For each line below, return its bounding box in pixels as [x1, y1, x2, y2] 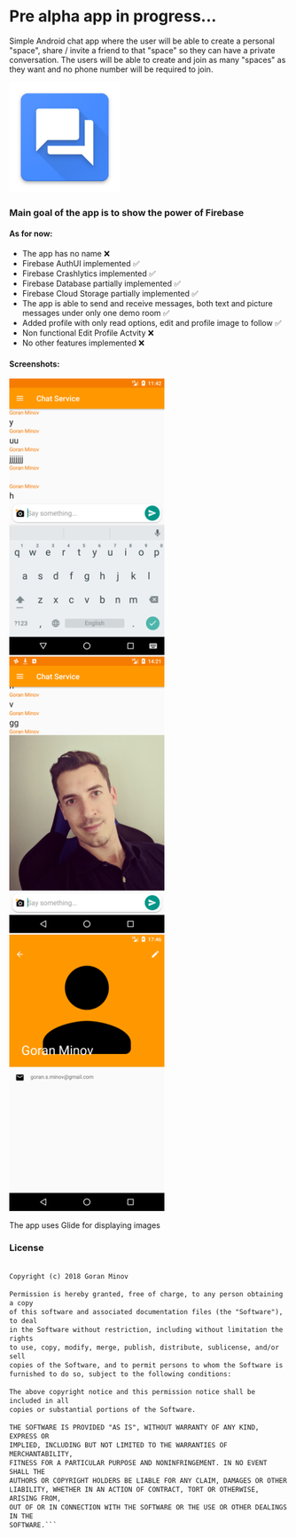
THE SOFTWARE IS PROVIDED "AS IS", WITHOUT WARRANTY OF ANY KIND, [9, 1422, 260, 1431]
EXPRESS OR [9, 1431, 50, 1440]
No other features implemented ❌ [21, 337, 144, 348]
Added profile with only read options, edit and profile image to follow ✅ [21, 318, 282, 329]
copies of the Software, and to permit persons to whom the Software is [9, 1360, 284, 1369]
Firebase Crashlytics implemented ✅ [21, 268, 157, 279]
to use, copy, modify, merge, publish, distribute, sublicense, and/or [9, 1343, 279, 1351]
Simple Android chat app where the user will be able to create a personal [9, 36, 275, 46]
